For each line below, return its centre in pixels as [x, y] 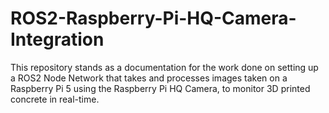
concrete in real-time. [55, 99]
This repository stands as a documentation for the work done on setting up [164, 67]
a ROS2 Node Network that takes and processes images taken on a [149, 78]
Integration [57, 39]
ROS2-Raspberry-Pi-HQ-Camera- [153, 18]
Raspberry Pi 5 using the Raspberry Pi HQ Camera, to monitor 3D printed [160, 88]
